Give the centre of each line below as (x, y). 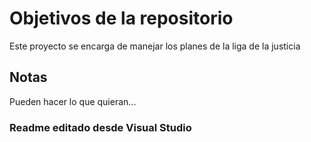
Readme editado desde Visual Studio (100, 127)
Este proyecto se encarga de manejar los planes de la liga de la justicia (155, 46)
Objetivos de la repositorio (121, 18)
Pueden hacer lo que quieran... (73, 101)
